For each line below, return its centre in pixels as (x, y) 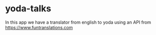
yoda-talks (28, 9)
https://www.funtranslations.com (39, 27)
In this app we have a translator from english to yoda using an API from (78, 22)
